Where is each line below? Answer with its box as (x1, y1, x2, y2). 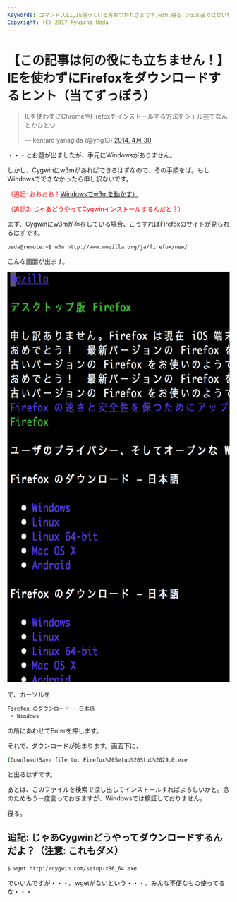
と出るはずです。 (7, 770, 56, 778)
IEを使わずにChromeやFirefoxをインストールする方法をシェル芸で (24, 112, 216, 121)
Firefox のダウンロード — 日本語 (7, 706, 95, 713)
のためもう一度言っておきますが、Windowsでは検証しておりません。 (7, 794, 206, 802)
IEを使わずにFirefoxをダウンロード (7, 70, 209, 86)
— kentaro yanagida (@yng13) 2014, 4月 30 (24, 136, 152, 145)
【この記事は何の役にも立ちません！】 (7, 52, 230, 68)
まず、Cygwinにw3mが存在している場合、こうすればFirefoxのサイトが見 (7, 220, 217, 229)
